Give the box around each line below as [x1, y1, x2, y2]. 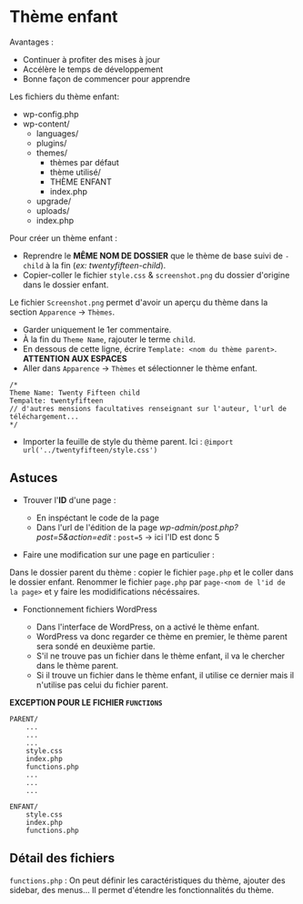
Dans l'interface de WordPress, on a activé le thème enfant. [35, 621, 260, 632]
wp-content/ [22, 118, 70, 129]
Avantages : [9, 36, 55, 47]
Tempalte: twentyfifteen [9, 396, 104, 406]
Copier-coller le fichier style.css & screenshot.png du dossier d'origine [22, 269, 290, 280]
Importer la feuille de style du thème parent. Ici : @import [22, 436, 234, 447]
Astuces [9, 470, 58, 486]
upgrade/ [35, 196, 71, 206]
